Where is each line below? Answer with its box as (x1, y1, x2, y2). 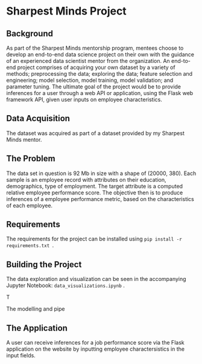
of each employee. (6, 202, 53, 209)
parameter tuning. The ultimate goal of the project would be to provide (6, 83, 181, 90)
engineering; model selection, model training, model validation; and (6, 77, 174, 84)
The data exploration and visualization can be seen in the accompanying (6, 276, 186, 283)
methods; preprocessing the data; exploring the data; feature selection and (6, 70, 193, 77)
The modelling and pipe (6, 305, 65, 313)
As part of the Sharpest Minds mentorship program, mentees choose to (6, 44, 184, 51)
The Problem (6, 153, 55, 164)
